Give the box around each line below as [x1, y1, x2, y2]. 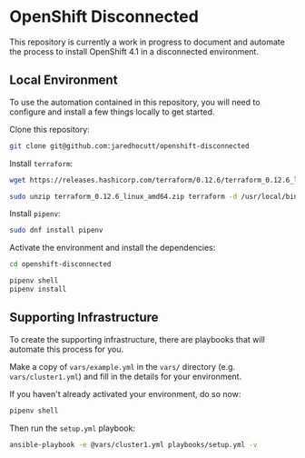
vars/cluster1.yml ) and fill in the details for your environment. [9, 371, 242, 382]
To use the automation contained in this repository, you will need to [9, 96, 261, 107]
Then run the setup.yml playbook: [9, 423, 136, 433]
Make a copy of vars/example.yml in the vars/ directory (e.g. [9, 361, 236, 372]
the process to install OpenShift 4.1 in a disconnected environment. [9, 45, 259, 56]
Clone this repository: [9, 124, 91, 134]
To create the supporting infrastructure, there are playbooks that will [9, 334, 265, 344]
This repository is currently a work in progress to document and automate [9, 36, 286, 47]
